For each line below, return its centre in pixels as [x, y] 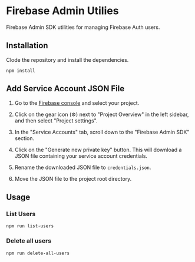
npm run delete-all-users [38, 253]
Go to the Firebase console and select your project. [77, 103]
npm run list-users [30, 226]
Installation [27, 46]
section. [24, 138]
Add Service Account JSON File [65, 89]
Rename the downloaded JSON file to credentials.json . [83, 167]
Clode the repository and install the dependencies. [67, 59]
